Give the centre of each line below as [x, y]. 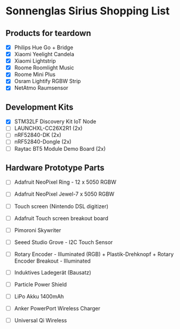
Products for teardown [48, 33]
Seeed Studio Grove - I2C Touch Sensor [63, 242]
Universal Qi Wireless [41, 321]
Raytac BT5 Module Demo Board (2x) [60, 148]
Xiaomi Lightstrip [35, 61]
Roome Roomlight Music [44, 68]
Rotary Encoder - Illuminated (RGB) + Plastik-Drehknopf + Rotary [94, 254]
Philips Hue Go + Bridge [44, 47]
